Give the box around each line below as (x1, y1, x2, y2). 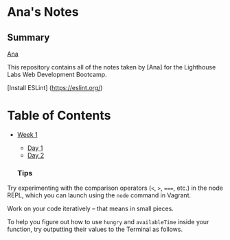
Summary (7, 32, 50, 43)
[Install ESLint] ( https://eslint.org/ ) (7, 84, 103, 91)
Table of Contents (7, 108, 111, 124)
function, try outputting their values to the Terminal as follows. (7, 225, 183, 234)
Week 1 (16, 130, 38, 138)
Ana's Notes (7, 4, 79, 20)
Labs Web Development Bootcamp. (7, 70, 108, 78)
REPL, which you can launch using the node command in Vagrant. (7, 191, 191, 199)
